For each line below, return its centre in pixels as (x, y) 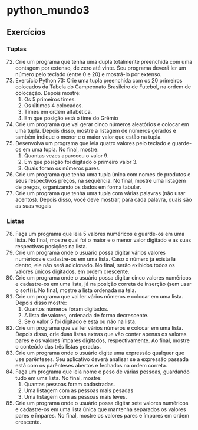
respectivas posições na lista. (51, 247)
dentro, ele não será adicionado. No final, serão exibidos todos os (95, 265)
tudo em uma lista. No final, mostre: (58, 378)
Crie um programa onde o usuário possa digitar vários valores (90, 253)
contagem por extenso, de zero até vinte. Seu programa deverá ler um (100, 68)
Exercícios (26, 32)
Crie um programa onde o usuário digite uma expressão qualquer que (100, 353)
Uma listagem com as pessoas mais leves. (75, 397)
